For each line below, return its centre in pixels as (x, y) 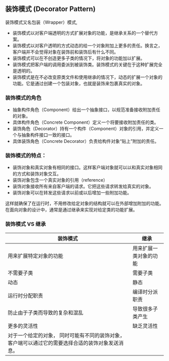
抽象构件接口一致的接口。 (48, 135)
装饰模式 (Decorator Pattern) (50, 9)
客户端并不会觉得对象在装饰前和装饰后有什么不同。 (65, 51)
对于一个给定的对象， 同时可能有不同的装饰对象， (66, 335)
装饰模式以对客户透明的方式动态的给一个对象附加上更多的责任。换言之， (87, 45)
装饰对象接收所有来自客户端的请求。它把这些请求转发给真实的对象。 (83, 186)
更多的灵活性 (23, 326)
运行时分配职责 (26, 295)
